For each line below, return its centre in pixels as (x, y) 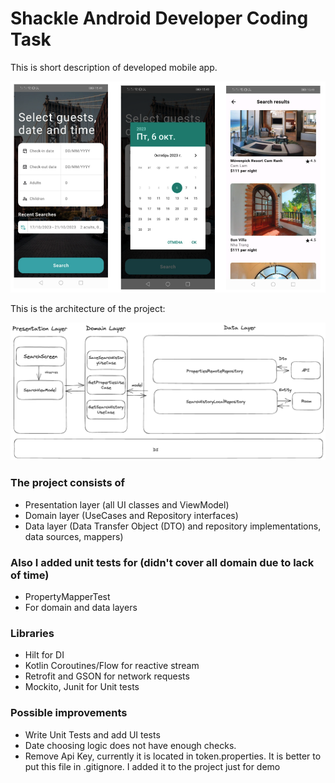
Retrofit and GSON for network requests (107, 676)
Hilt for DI (44, 655)
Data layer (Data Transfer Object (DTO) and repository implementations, (173, 526)
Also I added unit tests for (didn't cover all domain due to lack (162, 562)
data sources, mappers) (74, 536)
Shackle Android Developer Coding (159, 18)
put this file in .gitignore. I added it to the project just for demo (152, 766)
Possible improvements (69, 713)
